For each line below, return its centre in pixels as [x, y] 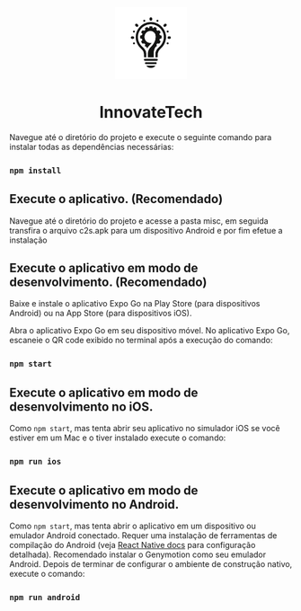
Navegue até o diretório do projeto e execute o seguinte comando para [141, 137]
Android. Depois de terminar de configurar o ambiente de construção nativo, [151, 563]
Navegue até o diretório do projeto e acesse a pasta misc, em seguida [139, 221]
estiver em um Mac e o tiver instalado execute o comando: [118, 438]
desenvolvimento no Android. [94, 505]
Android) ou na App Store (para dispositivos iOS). [101, 314]
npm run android [45, 597]
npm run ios [35, 462]
